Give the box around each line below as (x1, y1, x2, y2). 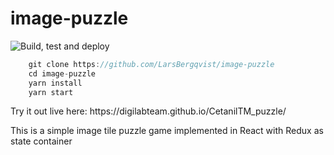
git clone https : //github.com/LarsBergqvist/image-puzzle (28, 59, 275, 69)
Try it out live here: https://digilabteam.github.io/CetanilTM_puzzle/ (10, 105, 287, 117)
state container (10, 135, 73, 147)
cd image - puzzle (28, 68, 97, 79)
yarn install (28, 78, 83, 88)
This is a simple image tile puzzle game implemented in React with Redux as (10, 125, 324, 137)
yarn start (28, 87, 74, 97)
